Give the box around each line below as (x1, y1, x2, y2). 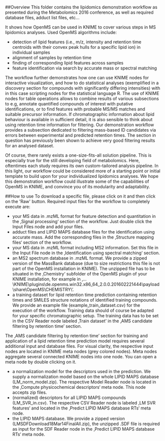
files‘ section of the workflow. (12, 239, 72, 245)
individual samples (12, 49, 50, 55)
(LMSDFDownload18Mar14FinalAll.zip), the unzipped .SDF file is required (12, 421, 160, 427)
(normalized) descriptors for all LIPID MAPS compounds (12, 395, 126, 401)
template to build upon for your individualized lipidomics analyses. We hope (5, 173, 159, 179)
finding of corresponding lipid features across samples (12, 60, 124, 66)
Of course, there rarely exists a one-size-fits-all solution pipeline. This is (5, 152, 152, 158)
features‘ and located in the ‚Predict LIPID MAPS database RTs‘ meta (12, 405, 151, 411)
